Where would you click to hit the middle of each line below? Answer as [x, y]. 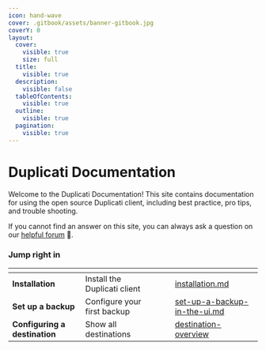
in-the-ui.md [199, 311]
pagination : [35, 126]
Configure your [113, 301]
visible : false [47, 89]
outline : [30, 111]
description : [37, 81]
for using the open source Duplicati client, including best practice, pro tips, [130, 202]
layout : [21, 38]
